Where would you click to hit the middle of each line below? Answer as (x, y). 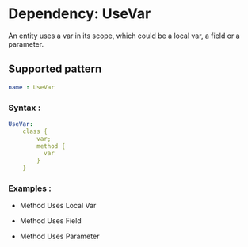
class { (35, 131)
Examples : (30, 188)
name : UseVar (32, 87)
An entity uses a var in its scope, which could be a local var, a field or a (124, 36)
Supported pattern (55, 69)
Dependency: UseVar (80, 14)
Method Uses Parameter (59, 236)
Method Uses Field (50, 221)
